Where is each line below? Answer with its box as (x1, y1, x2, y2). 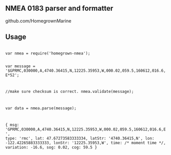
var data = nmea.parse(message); (5, 106, 77, 111)
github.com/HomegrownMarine (5, 17, 72, 24)
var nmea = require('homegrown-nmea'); (5, 51, 91, 56)
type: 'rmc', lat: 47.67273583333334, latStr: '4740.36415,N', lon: (5, 135, 155, 141)
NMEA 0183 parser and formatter (5, 4, 114, 13)
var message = (5, 64, 36, 69)
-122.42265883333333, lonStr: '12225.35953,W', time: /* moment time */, (5, 140, 166, 145)
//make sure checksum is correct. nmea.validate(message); (5, 89, 134, 94)
